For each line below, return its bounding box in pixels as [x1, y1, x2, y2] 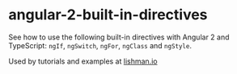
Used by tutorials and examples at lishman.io [8, 56, 158, 66]
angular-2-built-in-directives [8, 6, 208, 24]
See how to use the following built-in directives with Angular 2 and [8, 32, 230, 42]
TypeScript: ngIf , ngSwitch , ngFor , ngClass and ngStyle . [8, 40, 193, 50]
